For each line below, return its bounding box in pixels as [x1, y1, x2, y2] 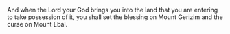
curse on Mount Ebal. [7, 20, 68, 28]
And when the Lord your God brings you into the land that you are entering [7, 6, 218, 14]
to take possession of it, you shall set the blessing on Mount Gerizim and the [7, 13, 223, 21]
